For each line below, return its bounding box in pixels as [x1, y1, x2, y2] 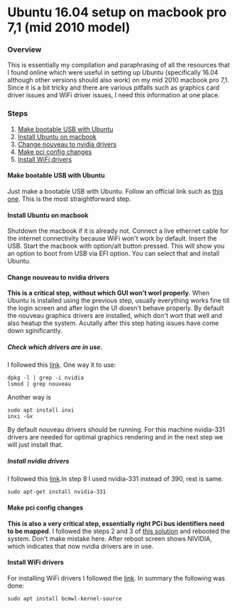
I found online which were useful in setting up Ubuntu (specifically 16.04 [7, 68, 219, 77]
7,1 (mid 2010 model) [7, 19, 131, 35]
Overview [7, 45, 42, 55]
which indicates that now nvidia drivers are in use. [7, 542, 154, 550]
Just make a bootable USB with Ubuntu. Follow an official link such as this [7, 187, 224, 195]
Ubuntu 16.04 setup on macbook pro [7, 4, 227, 21]
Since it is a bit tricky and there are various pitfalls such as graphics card [7, 83, 220, 92]
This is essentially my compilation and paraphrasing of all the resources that [7, 61, 230, 70]
